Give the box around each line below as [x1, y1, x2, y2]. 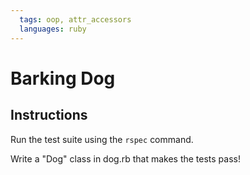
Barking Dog [10, 67, 116, 90]
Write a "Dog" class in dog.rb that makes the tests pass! [10, 152, 241, 165]
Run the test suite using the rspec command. [10, 133, 194, 145]
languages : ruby [19, 24, 87, 34]
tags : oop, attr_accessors [19, 14, 132, 25]
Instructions [10, 107, 88, 124]
